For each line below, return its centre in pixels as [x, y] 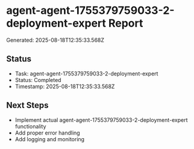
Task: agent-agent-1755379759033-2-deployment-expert [86, 74]
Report [126, 23]
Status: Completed [38, 80]
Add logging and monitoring [50, 139]
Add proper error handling [47, 133]
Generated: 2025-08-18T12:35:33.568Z [55, 40]
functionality [30, 126]
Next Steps [27, 105]
